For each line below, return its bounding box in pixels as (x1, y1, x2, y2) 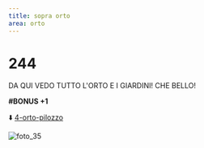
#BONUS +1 (8, 96, 49, 106)
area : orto (8, 19, 45, 27)
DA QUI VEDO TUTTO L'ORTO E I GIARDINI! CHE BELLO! (8, 81, 197, 91)
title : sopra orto (8, 11, 70, 20)
